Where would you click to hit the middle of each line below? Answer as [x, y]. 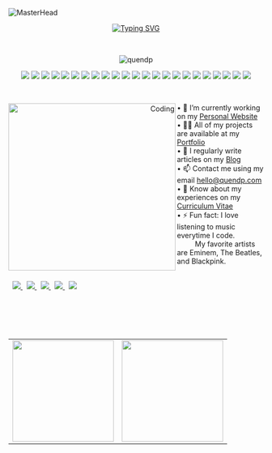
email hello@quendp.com [219, 180]
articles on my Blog [209, 159]
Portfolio [191, 142]
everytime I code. [206, 235]
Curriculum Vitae [205, 206]
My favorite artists [225, 244]
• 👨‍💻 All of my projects [215, 125]
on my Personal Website [217, 116]
